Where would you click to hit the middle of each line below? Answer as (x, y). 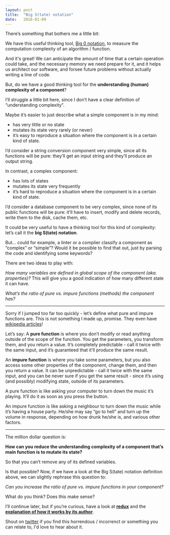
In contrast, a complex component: (42, 171)
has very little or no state (38, 125)
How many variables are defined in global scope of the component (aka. (81, 273)
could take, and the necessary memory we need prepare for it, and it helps (83, 64)
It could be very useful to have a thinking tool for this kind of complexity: (81, 228)
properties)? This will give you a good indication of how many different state (84, 278)
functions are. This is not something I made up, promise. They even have (81, 319)
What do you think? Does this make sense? (50, 497)
